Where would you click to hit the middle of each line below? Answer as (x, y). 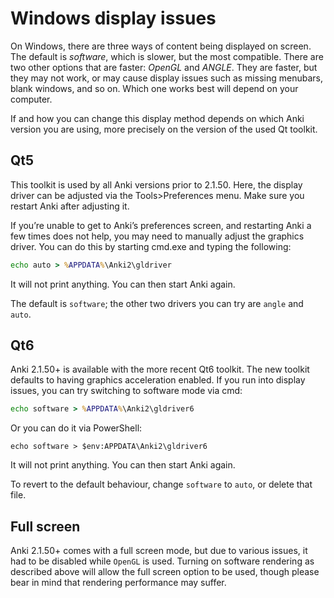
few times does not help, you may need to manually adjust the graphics (157, 236)
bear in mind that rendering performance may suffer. (118, 583)
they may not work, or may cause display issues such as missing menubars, (166, 78)
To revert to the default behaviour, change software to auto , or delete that (161, 484)
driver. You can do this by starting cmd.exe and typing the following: (151, 246)
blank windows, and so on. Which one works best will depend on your (154, 88)
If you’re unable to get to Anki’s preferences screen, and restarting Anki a (161, 225)
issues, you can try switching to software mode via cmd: (126, 391)
